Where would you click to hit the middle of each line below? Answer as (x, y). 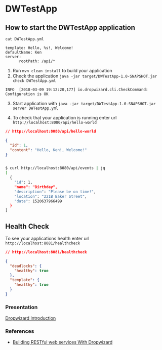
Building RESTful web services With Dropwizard (63, 342)
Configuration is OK (27, 94)
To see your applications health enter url (47, 238)
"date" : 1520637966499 (38, 201)
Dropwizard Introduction (31, 318)
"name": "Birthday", (36, 187)
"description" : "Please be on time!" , (55, 192)
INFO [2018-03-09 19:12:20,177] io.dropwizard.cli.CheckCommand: (77, 90)
